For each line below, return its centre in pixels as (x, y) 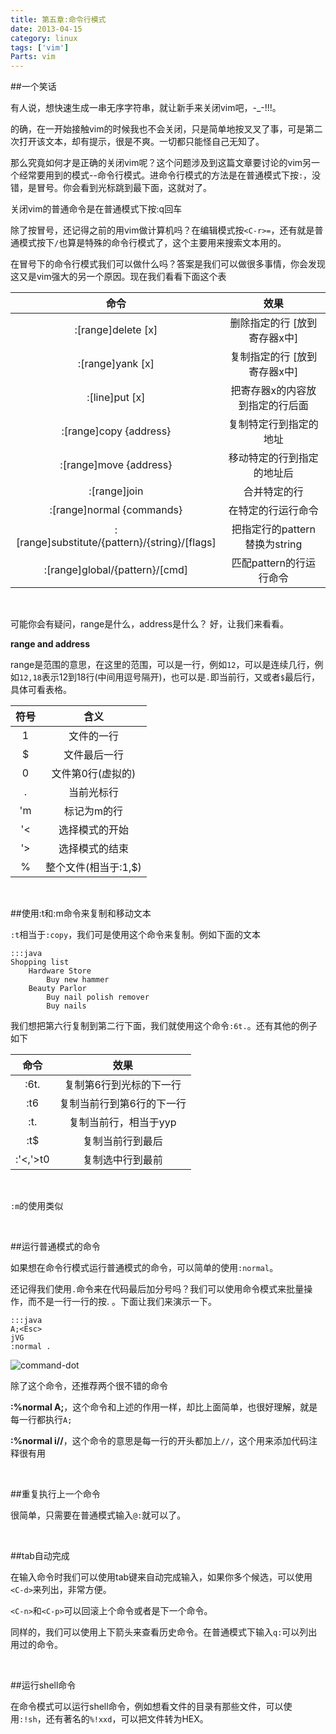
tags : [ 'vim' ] (40, 47)
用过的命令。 (36, 1645)
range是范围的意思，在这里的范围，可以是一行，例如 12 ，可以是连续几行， (162, 665)
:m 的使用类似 (37, 1206)
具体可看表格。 (41, 690)
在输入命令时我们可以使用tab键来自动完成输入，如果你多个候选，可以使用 (161, 1577)
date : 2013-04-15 (46, 29)
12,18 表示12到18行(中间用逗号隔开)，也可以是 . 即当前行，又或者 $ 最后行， (169, 677)
